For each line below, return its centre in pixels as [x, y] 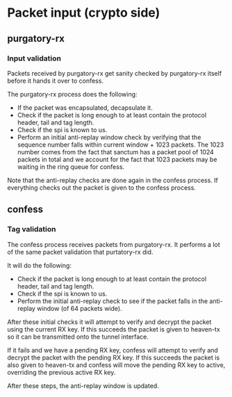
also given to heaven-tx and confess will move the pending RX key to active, [116, 365]
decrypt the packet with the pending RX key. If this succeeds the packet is [114, 357]
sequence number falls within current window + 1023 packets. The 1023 [121, 145]
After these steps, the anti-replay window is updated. [83, 386]
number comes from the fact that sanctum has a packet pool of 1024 [115, 152]
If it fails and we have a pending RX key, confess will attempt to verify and [113, 350]
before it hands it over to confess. [56, 81]
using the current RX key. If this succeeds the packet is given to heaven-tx [114, 329]
